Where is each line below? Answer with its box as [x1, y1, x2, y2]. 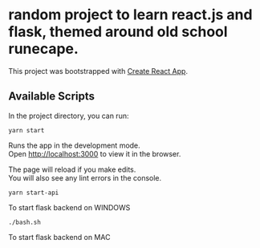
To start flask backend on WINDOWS [8, 202, 131, 212]
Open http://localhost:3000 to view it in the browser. [8, 148, 181, 158]
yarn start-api [8, 189, 59, 197]
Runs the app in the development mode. [8, 140, 140, 150]
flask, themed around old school [8, 22, 228, 41]
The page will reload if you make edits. [8, 165, 136, 174]
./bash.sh [8, 218, 42, 226]
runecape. [8, 40, 79, 58]
